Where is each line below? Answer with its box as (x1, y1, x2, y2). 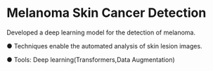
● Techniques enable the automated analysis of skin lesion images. (6, 41, 202, 50)
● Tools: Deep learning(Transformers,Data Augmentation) (6, 55, 175, 64)
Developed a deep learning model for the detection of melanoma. (6, 28, 196, 37)
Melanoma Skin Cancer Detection (6, 5, 207, 21)
